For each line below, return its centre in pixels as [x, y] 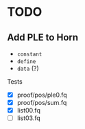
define [26, 62]
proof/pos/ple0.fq [42, 95]
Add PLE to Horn [43, 37]
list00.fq [29, 110]
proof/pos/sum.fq [42, 103]
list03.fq [29, 118]
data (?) [28, 68]
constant [29, 54]
